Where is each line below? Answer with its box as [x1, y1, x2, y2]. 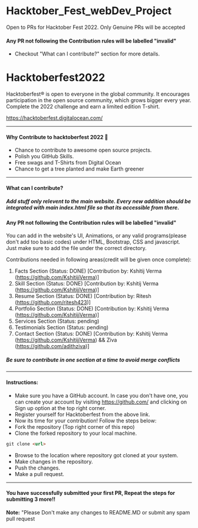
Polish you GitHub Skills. [14, 153, 74, 160]
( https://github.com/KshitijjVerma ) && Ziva [14, 336, 117, 343]
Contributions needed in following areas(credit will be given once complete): [6, 256, 192, 263]
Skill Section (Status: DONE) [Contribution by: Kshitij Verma [14, 280, 159, 287]
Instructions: [6, 379, 39, 386]
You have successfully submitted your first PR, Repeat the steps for [6, 490, 176, 497]
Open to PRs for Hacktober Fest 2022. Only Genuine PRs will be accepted [6, 24, 186, 31]
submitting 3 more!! [6, 496, 56, 503]
